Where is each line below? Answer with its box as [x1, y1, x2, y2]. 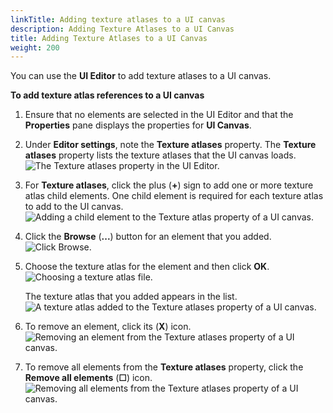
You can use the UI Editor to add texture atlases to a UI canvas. [10, 70, 272, 82]
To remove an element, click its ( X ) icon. [24, 321, 192, 333]
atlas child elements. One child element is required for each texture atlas [24, 190, 324, 202]
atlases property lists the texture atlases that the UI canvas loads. [24, 149, 297, 161]
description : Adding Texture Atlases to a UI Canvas [10, 24, 235, 34]
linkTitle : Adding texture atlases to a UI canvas [10, 14, 226, 25]
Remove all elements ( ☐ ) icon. [24, 372, 153, 384]
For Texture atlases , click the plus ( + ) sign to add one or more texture [24, 179, 314, 191]
